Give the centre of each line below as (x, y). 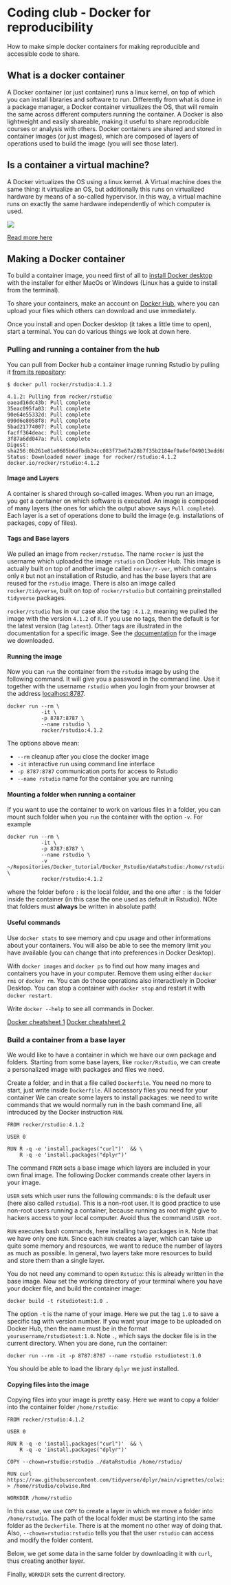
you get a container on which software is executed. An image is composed (113, 501)
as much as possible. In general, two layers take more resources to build (110, 1253)
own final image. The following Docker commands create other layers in (109, 1175)
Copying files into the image (48, 1384)
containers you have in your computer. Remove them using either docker (109, 973)
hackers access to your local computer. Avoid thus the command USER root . (114, 1217)
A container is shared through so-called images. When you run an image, (111, 493)
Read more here (30, 237)
